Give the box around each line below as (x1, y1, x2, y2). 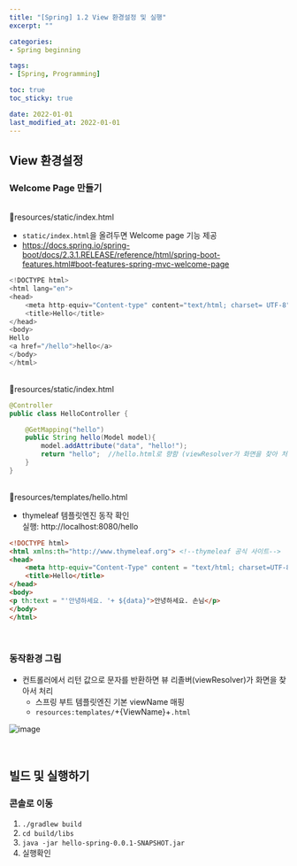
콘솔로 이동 (9, 798, 54, 810)
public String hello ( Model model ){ (25, 433, 156, 443)
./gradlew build (21, 820, 82, 829)
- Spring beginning (9, 45, 81, 54)
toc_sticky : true (9, 94, 73, 103)
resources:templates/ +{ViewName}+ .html (34, 706, 192, 717)
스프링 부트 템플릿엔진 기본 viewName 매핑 (34, 696, 186, 707)
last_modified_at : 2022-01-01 (9, 118, 121, 127)
